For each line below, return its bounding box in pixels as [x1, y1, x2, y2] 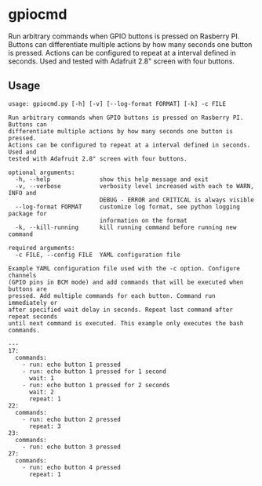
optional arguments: [8, 169, 76, 176]
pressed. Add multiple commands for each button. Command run [8, 292, 216, 299]
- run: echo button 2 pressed [22, 415, 122, 423]
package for [8, 209, 47, 217]
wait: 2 [28, 388, 55, 396]
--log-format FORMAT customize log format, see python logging [15, 202, 241, 211]
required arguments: [8, 244, 76, 252]
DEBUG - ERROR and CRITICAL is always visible [99, 196, 255, 204]
